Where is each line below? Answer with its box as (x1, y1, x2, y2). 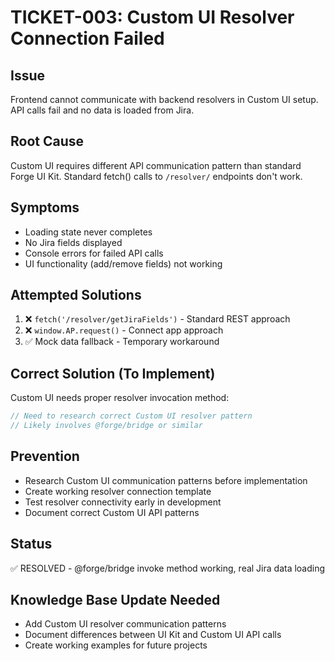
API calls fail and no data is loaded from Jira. (10, 104, 195, 116)
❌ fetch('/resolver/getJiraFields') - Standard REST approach (24, 313, 291, 325)
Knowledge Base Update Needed (10, 592, 221, 609)
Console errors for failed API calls (24, 247, 164, 259)
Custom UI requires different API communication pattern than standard (10, 159, 302, 171)
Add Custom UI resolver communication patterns (24, 618, 227, 630)
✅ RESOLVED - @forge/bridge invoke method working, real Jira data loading (10, 562, 326, 574)
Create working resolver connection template (24, 485, 212, 497)
